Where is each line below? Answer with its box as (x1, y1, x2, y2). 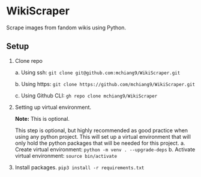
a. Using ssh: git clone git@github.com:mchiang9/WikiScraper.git (14, 69, 181, 76)
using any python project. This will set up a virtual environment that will (14, 133, 191, 140)
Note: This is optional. (14, 115, 70, 122)
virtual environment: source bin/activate (14, 152, 118, 159)
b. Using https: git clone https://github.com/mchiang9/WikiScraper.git (14, 80, 196, 87)
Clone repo (14, 57, 43, 64)
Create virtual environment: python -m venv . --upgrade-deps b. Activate (14, 145, 196, 153)
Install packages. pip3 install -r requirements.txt (14, 163, 145, 171)
